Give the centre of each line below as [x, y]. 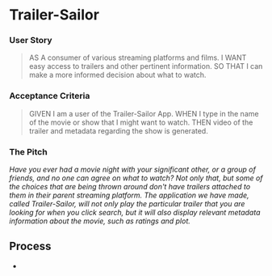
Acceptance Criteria [50, 96]
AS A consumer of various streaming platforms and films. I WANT [138, 57]
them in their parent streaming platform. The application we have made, [129, 195]
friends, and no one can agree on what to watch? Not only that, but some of [136, 178]
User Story [31, 40]
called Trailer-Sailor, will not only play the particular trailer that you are [127, 204]
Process [30, 246]
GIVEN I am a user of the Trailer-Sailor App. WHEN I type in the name [144, 113]
